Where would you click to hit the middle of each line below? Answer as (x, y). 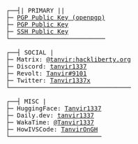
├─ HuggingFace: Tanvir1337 (54, 108)
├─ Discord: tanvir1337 (46, 66)
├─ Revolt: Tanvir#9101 (46, 73)
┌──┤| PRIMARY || (35, 10)
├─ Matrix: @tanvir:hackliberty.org (68, 59)
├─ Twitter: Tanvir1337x (48, 80)
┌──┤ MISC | (26, 101)
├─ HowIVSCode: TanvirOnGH (52, 129)
